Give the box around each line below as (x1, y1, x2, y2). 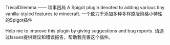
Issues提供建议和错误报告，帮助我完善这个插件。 (9, 34, 114, 40)
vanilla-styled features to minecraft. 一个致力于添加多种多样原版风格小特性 (5, 11, 163, 17)
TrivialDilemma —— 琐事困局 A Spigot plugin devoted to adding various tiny (5, 5, 165, 10)
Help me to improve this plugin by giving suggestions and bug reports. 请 (5, 28, 160, 34)
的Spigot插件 (5, 17, 33, 23)
